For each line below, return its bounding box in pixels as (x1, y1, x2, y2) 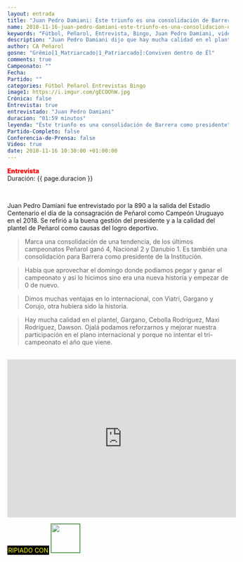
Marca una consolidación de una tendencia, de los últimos (24, 237, 194, 246)
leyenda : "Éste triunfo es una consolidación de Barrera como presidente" (7, 121, 231, 129)
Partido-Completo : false (7, 128, 80, 135)
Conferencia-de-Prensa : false (7, 134, 96, 141)
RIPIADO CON (8, 546, 49, 554)
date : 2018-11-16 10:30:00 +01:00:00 (7, 148, 118, 155)
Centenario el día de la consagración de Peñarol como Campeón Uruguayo (7, 209, 225, 217)
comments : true (7, 56, 52, 63)
